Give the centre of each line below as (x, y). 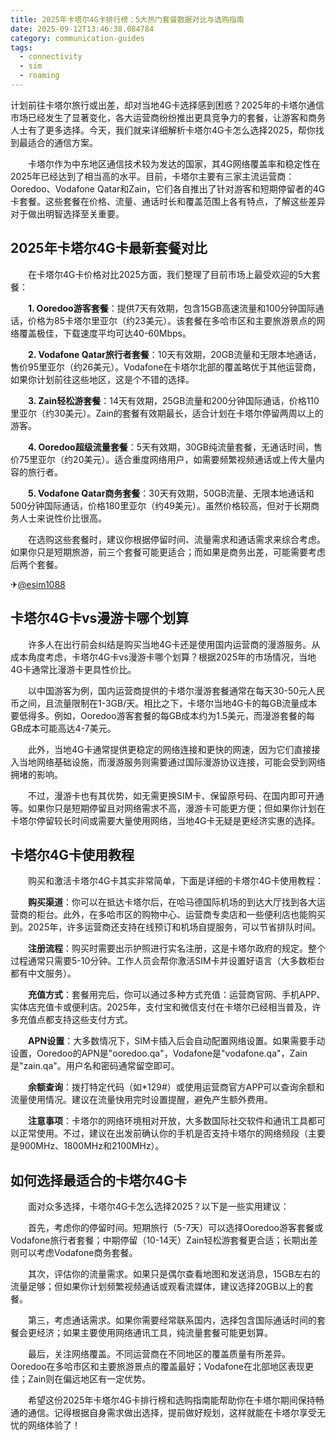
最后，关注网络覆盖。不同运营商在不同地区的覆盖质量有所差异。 (159, 1354)
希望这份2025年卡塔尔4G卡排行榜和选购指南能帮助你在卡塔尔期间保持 (171, 1400)
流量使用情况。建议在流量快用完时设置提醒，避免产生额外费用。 (141, 1100)
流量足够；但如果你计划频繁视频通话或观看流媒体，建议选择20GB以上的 (157, 1287)
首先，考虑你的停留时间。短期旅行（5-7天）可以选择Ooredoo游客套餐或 (175, 1228)
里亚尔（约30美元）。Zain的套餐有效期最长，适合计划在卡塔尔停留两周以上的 (167, 413)
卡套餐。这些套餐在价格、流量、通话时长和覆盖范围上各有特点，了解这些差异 (168, 201)
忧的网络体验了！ (45, 1425)
